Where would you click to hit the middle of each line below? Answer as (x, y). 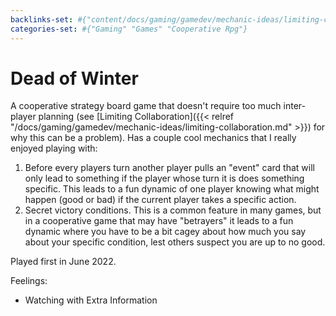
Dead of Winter (74, 78)
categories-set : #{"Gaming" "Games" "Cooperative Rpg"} (129, 29)
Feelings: (29, 281)
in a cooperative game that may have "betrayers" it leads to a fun (159, 221)
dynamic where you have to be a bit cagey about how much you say (165, 232)
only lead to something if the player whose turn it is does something (164, 178)
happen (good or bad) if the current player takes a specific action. (160, 200)
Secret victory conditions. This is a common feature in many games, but (173, 210)
